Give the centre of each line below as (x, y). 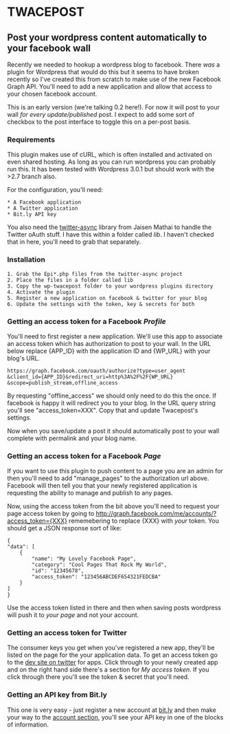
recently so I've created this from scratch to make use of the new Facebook (114, 79)
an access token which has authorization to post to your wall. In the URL (109, 343)
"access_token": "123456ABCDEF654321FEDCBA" (96, 577)
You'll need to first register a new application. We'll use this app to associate (115, 336)
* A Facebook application (44, 203)
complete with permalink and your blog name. (72, 438)
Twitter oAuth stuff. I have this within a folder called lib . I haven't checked (111, 235)
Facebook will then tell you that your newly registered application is (102, 486)
